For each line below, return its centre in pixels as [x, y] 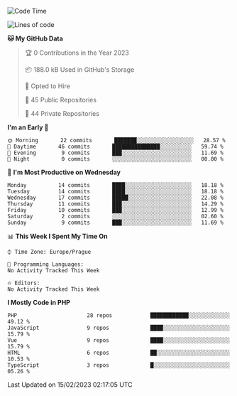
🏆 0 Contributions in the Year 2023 [77, 53]
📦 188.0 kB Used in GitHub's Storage [79, 70]
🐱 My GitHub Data [35, 38]
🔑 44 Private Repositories [62, 113]
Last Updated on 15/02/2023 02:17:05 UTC [70, 385]
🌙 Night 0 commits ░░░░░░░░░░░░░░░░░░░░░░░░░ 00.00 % [115, 159]
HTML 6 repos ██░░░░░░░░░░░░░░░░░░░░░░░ [119, 353]
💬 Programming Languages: [45, 264]
